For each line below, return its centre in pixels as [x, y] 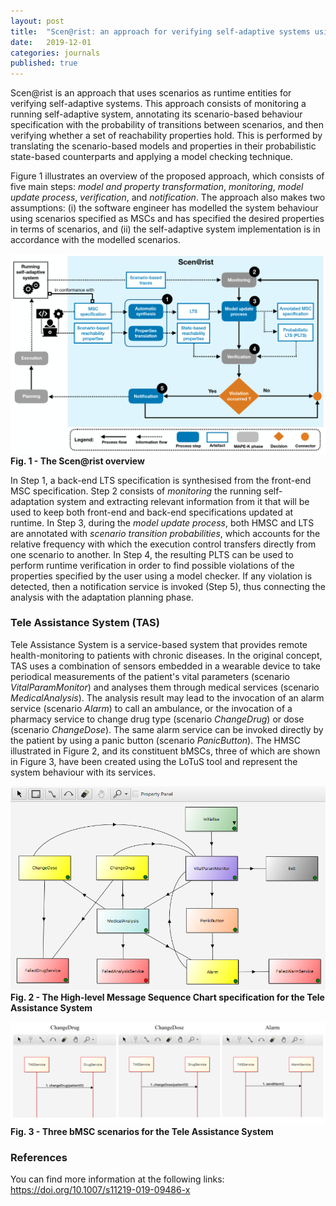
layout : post [37, 21]
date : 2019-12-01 [51, 42]
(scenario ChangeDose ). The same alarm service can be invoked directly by [167, 729]
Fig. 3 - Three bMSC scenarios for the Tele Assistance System [142, 1131]
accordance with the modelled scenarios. [95, 240]
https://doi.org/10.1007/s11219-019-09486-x [100, 1189]
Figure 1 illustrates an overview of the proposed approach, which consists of [167, 176]
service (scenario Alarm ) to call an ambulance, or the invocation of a [151, 708]
